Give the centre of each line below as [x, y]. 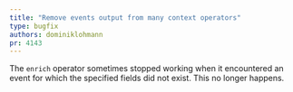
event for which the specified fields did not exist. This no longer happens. [147, 78]
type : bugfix [34, 26]
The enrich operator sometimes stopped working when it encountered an [146, 69]
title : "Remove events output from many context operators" [126, 18]
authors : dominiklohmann [56, 34]
